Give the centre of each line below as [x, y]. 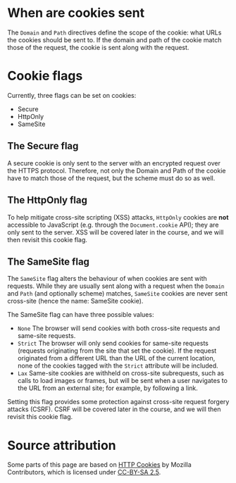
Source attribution [62, 445]
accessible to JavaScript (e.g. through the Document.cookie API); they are [113, 225]
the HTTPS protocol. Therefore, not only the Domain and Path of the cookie [117, 170]
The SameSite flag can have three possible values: [81, 315]
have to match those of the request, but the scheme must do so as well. [111, 178]
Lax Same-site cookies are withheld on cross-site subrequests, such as [121, 373]
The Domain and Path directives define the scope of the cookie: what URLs [114, 32]
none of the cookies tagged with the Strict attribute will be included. [118, 366]
